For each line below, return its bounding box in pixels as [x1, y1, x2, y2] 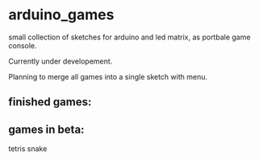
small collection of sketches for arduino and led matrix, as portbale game [8, 32, 251, 42]
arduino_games [8, 6, 115, 24]
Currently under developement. [8, 56, 113, 66]
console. [8, 40, 38, 50]
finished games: [8, 95, 92, 109]
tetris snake [8, 144, 48, 154]
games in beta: [8, 122, 85, 136]
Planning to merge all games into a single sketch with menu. [8, 72, 208, 81]
